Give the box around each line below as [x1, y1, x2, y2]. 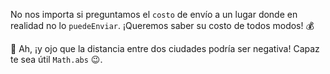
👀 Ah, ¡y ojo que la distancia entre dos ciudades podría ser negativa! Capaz [10, 43, 320, 54]
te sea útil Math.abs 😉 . [10, 54, 103, 65]
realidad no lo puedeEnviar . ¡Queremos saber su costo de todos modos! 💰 [10, 20, 315, 31]
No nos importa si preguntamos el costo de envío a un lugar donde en [10, 9, 298, 20]
